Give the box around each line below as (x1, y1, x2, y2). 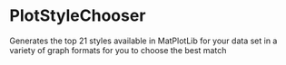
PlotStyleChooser (9, 5, 146, 26)
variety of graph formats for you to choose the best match (9, 44, 227, 55)
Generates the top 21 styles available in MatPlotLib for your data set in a (9, 35, 278, 46)
